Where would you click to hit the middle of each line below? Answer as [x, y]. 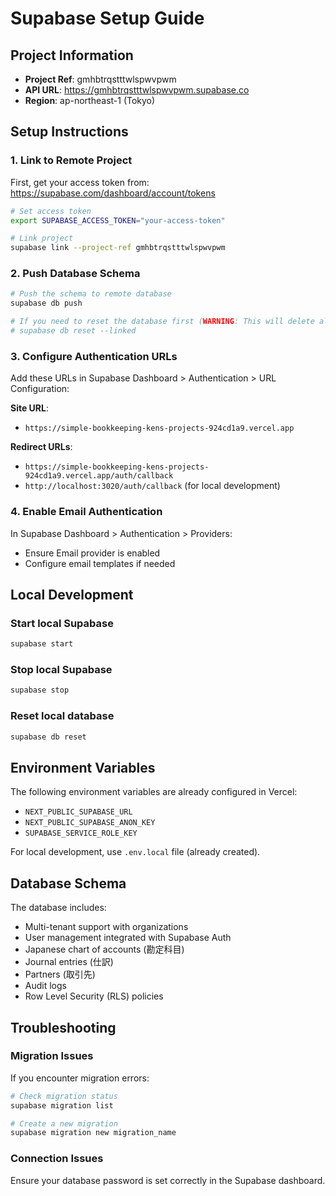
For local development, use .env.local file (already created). [135, 852]
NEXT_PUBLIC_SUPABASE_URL [78, 812]
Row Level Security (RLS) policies [94, 996]
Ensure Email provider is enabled [92, 553]
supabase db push [46, 303]
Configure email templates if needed [100, 563]
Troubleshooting [63, 1027]
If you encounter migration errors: [80, 1078]
